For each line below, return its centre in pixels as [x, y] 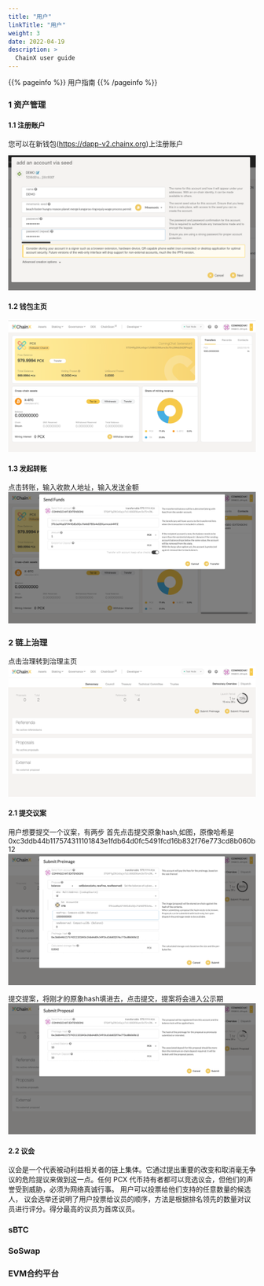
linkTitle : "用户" [37, 25]
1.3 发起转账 [27, 468]
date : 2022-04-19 [37, 42]
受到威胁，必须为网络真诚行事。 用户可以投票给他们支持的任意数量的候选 [133, 1189]
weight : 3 [24, 33]
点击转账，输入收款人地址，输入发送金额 [73, 487]
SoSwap [24, 1251]
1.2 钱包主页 [27, 307]
